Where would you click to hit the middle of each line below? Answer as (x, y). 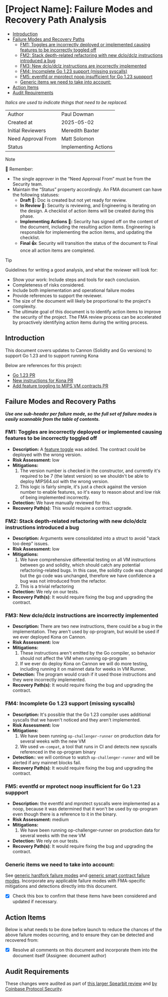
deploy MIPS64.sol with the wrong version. (64, 481)
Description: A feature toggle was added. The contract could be (79, 449)
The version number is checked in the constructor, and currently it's (90, 471)
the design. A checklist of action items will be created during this (87, 211)
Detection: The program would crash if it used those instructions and (84, 674)
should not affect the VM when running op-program (73, 658)
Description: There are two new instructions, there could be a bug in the (88, 626)
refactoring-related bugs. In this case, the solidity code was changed (91, 570)
